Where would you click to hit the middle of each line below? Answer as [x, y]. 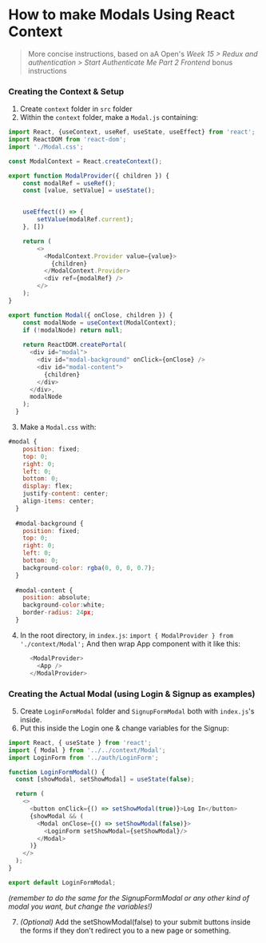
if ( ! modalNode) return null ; [73, 330]
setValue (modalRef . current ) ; [85, 220]
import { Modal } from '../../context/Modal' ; [87, 750]
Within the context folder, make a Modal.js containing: [109, 117]
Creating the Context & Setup [66, 91]
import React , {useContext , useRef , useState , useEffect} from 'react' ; [132, 132]
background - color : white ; [64, 605]
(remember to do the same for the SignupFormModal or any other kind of [129, 897]
